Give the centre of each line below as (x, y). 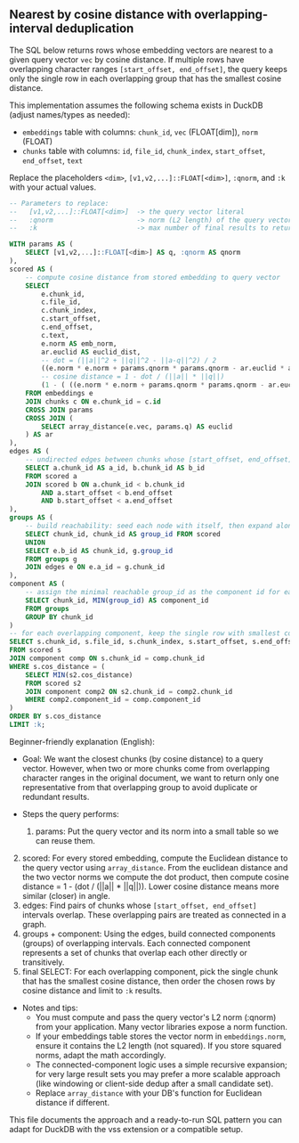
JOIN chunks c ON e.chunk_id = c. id (93, 401)
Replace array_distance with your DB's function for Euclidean (149, 1093)
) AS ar (39, 435)
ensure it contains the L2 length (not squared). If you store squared (158, 1045)
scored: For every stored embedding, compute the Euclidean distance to (155, 858)
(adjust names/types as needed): (70, 114)
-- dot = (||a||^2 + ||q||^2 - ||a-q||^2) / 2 (129, 360)
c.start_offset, (71, 319)
